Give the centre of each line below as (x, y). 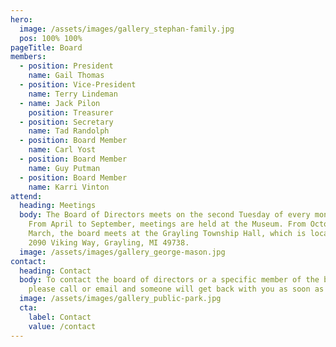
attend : (26, 196)
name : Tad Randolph (69, 131)
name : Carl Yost (62, 150)
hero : (21, 19)
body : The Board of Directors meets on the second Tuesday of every (165, 215)
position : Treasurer (71, 112)
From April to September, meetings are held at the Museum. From (167, 224)
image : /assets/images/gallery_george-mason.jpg (122, 252)
